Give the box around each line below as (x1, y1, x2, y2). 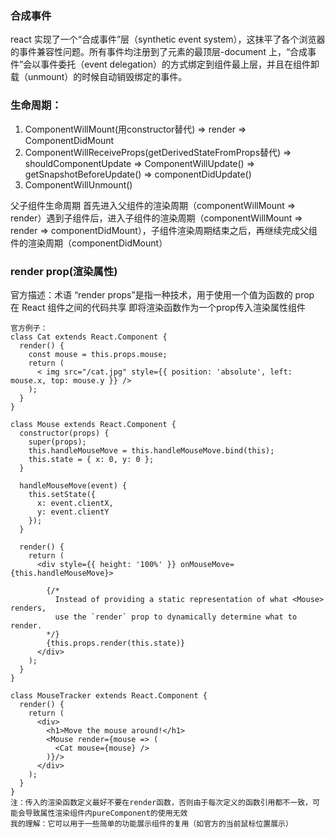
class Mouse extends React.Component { (10, 419, 177, 429)
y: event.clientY (36, 507, 110, 517)
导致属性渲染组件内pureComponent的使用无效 (24, 808, 188, 818)
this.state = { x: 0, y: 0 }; (28, 454, 155, 464)
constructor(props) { (19, 428, 110, 438)
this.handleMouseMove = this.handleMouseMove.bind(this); (28, 445, 275, 456)
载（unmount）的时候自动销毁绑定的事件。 (10, 71, 188, 83)
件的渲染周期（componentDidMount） (10, 237, 168, 249)
